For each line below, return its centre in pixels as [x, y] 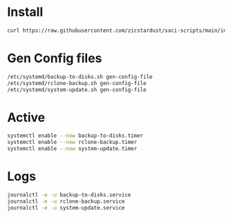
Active [26, 117]
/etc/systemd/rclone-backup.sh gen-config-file [77, 83]
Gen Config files [55, 58]
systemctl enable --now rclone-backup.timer [72, 143]
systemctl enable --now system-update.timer [72, 149]
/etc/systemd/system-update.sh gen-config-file [77, 90]
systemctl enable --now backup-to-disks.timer [75, 136]
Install [25, 12]
